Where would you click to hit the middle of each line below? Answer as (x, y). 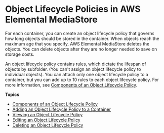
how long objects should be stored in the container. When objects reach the (82, 39)
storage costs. (20, 54)
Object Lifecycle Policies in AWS (73, 9)
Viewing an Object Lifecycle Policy (47, 114)
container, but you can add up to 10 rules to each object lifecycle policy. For (82, 80)
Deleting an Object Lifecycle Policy (48, 125)
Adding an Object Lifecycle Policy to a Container (61, 109)
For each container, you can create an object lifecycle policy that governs (80, 33)
